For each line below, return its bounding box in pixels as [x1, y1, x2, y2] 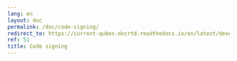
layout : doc [7, 17, 42, 24]
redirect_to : [7, 29, 46, 37]
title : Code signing [7, 43, 68, 50]
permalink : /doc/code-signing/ [7, 23, 99, 30]
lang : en [7, 10, 33, 18]
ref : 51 [7, 36, 30, 43]
